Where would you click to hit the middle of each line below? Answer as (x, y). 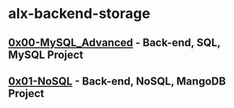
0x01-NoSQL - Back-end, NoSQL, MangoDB (117, 81)
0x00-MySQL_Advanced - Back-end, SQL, (114, 43)
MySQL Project (46, 54)
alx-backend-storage (80, 14)
